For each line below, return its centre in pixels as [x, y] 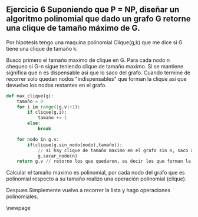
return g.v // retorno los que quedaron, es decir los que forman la [104, 162]
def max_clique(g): [30, 96]
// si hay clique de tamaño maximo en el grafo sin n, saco [113, 150]
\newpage [19, 208]
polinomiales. [22, 196]
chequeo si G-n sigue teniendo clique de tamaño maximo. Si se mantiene [95, 66]
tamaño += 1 [52, 118]
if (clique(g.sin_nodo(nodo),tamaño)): [75, 145]
